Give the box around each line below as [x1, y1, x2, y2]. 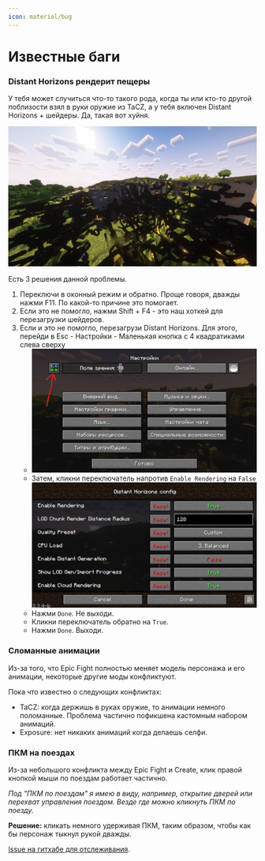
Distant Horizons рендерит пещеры [8, 76, 151, 87]
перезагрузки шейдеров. [19, 314, 105, 324]
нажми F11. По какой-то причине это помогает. [19, 298, 179, 307]
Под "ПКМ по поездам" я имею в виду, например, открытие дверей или [8, 789, 253, 799]
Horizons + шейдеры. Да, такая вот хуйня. [8, 110, 151, 120]
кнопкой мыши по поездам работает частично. [8, 773, 168, 783]
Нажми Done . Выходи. [31, 626, 104, 635]
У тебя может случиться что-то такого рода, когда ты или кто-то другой [8, 94, 252, 103]
